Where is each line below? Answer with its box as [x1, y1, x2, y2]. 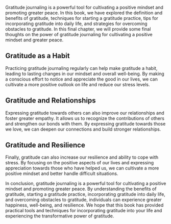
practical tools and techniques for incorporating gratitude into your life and [5, 208, 162, 214]
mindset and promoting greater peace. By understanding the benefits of [5, 186, 157, 192]
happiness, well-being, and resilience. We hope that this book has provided [5, 202, 164, 208]
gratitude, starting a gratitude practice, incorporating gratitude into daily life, [5, 191, 166, 197]
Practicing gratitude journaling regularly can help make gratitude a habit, [5, 65, 158, 71]
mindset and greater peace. [5, 37, 64, 43]
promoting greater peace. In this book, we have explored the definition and [5, 10, 163, 16]
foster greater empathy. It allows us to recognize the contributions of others [5, 115, 165, 121]
